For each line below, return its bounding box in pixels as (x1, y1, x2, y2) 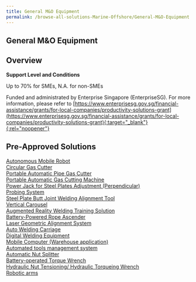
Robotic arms (6, 269, 39, 276)
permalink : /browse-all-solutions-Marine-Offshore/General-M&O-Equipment (6, 14, 190, 20)
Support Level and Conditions (6, 71, 80, 78)
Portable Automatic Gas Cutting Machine (6, 176, 105, 183)
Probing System (6, 188, 45, 195)
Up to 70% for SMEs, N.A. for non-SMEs (6, 82, 104, 90)
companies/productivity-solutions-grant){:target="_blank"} (6, 118, 148, 126)
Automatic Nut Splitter (6, 250, 60, 257)
